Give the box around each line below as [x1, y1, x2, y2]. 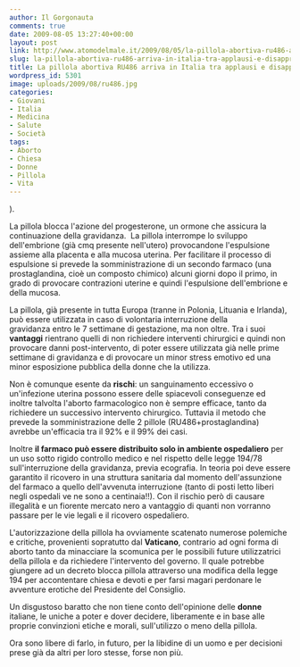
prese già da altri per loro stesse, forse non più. [9, 647, 184, 658]
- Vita [9, 179, 34, 188]
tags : [9, 138, 29, 146]
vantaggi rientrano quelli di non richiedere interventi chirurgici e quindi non [9, 333, 286, 344]
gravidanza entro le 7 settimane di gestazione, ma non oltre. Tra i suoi [9, 323, 266, 335]
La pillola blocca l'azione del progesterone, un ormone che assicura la [9, 221, 267, 232]
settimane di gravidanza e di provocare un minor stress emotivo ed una [9, 352, 271, 363]
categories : [9, 88, 54, 96]
